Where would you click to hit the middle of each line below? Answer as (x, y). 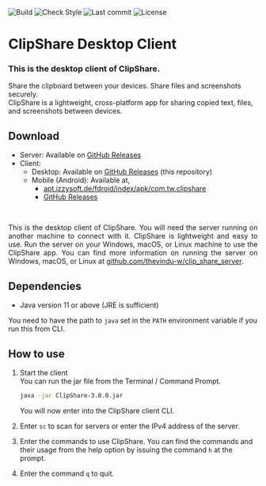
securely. (23, 94)
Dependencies (45, 286)
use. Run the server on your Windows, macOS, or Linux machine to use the (133, 244)
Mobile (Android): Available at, (81, 180)
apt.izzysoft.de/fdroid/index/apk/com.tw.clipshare (125, 189)
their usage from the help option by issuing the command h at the (126, 450)
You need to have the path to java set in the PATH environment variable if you (133, 321)
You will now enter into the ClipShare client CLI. (97, 410)
